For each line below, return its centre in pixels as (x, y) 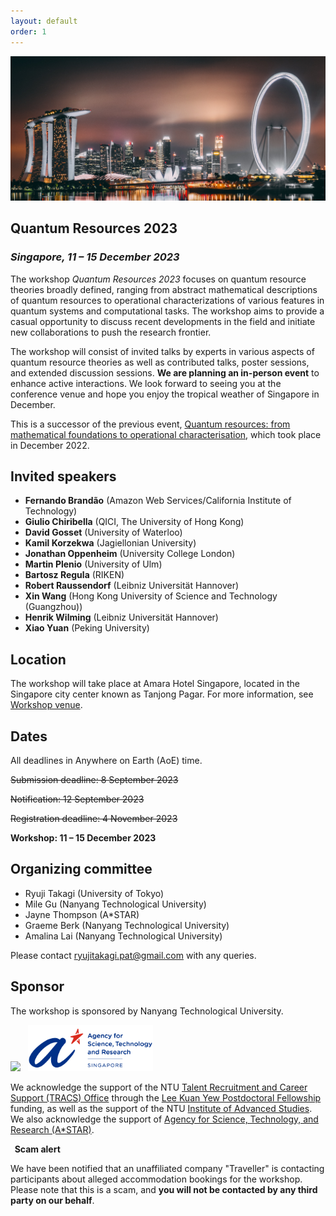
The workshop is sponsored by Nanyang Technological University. (147, 1011)
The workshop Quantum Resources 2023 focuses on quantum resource (158, 279)
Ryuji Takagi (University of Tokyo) (94, 893)
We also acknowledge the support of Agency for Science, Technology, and (164, 1119)
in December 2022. (50, 445)
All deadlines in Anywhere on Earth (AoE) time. (106, 760)
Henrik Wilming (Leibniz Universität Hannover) (121, 617)
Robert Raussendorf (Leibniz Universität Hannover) (132, 586)
